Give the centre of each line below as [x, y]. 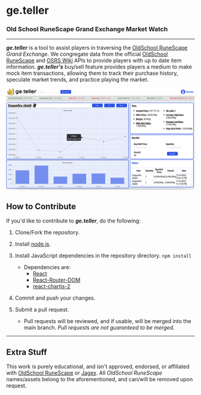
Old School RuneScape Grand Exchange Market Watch [87, 29]
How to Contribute [41, 206]
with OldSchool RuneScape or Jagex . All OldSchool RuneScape [84, 373]
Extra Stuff [27, 352]
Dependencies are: [47, 267]
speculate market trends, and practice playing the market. [77, 80]
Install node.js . [33, 244]
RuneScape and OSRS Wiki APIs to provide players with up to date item [94, 61]
